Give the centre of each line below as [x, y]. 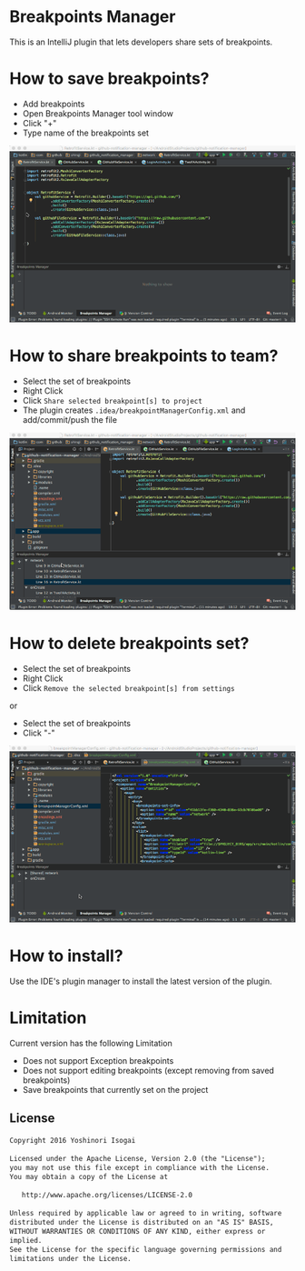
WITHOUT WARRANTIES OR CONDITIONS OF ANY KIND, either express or [138, 1231]
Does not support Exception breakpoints [98, 1060]
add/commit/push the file [70, 420]
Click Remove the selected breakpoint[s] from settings [128, 687]
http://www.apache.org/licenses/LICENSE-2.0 [107, 1195]
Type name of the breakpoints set [86, 133]
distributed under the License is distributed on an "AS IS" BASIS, [142, 1222]
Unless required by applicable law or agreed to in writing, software [146, 1213]
